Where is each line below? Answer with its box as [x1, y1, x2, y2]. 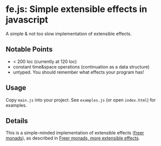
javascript [5, 14, 48, 25]
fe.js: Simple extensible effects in [5, 3, 147, 15]
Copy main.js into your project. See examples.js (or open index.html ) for [5, 96, 156, 103]
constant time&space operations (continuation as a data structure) [12, 63, 149, 69]
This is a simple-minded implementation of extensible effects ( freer [5, 130, 144, 136]
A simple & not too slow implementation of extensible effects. [5, 30, 132, 36]
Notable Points [5, 45, 53, 53]
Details [5, 116, 28, 125]
